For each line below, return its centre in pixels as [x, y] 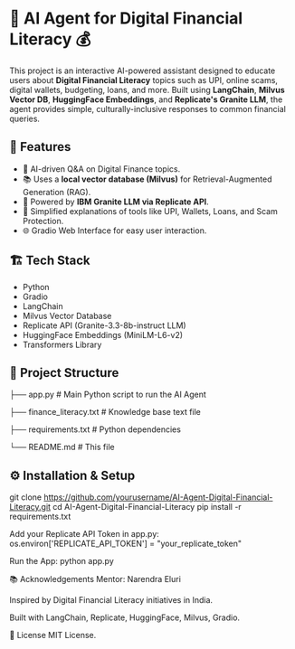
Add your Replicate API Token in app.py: [85, 534]
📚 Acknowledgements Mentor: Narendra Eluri [95, 579]
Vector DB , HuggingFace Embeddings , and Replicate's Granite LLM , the [146, 99]
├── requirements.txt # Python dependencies [95, 429]
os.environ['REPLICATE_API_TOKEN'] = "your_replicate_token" [126, 544]
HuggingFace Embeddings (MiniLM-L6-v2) [103, 334]
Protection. [43, 221]
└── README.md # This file [62, 447]
